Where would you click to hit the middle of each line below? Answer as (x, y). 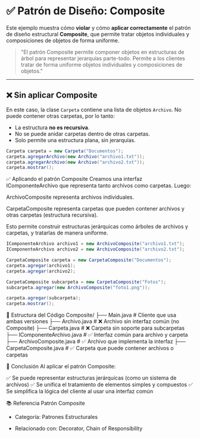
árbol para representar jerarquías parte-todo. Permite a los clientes (103, 58)
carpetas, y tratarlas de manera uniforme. (57, 233)
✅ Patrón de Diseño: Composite (86, 11)
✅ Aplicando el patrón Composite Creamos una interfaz (74, 179)
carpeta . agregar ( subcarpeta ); (44, 298)
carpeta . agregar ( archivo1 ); (41, 265)
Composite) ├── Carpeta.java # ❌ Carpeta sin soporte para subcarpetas (96, 328)
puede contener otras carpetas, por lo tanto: (60, 116)
